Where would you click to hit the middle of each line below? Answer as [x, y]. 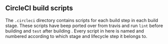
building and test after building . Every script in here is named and [75, 31]
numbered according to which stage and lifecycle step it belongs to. [76, 36]
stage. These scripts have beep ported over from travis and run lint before [84, 25]
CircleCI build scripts [39, 8]
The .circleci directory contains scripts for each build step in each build [82, 20]
